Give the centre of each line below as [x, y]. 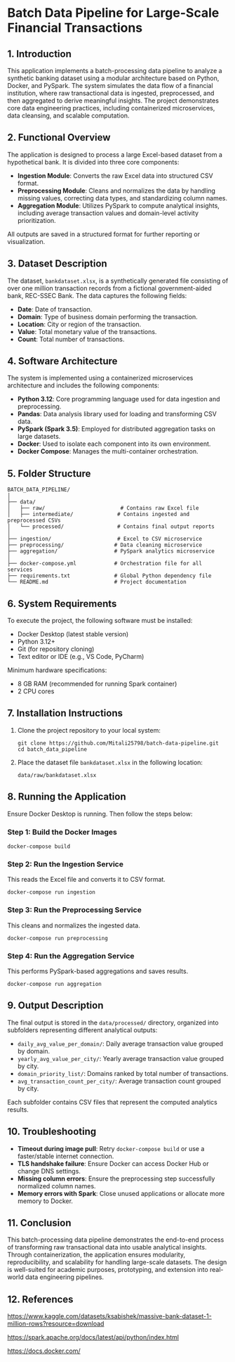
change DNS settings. [49, 1171]
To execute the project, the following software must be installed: [100, 621]
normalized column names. [56, 1186]
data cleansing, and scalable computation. [68, 115]
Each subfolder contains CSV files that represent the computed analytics [112, 1102]
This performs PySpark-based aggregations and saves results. [98, 971]
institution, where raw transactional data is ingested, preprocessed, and [111, 93]
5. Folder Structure [49, 474]
